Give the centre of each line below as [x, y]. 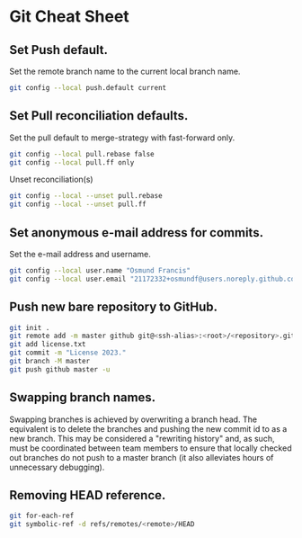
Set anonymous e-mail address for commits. [136, 233]
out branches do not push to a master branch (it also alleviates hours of [142, 457]
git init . [30, 327]
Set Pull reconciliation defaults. [99, 116]
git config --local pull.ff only [72, 162]
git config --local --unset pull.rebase [86, 196]
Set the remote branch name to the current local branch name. [125, 71]
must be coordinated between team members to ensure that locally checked [151, 448]
